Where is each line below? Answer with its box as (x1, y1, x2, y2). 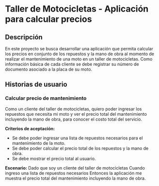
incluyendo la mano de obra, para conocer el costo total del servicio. (5, 116, 142, 122)
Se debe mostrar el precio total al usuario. (12, 155, 96, 161)
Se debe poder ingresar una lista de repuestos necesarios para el (12, 135, 143, 141)
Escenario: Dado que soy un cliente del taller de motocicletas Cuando (5, 165, 145, 170)
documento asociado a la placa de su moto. (5, 66, 93, 72)
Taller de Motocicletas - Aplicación (5, 3, 149, 15)
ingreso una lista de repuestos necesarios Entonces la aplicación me (5, 170, 142, 176)
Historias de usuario (5, 80, 67, 89)
